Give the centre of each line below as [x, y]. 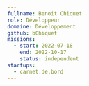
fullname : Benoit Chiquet [44, 14]
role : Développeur [34, 20]
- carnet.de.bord [39, 71]
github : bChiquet [32, 33]
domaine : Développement [42, 26]
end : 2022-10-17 [43, 53]
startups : [22, 65]
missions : [22, 40]
